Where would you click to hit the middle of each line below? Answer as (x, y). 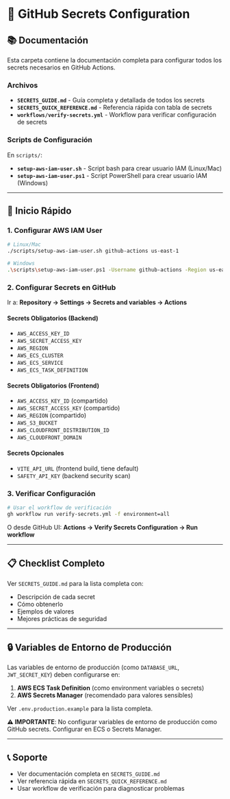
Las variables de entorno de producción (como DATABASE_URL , (93, 667)
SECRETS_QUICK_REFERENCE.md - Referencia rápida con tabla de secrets (114, 108)
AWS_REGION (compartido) (52, 416)
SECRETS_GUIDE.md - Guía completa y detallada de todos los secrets (111, 100)
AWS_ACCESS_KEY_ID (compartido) (62, 401)
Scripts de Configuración (50, 140)
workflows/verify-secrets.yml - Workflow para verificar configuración (117, 115)
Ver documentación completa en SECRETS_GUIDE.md (88, 774)
